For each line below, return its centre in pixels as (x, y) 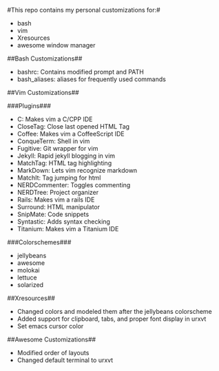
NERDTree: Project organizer (58, 192)
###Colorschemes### (39, 242)
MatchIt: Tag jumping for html (59, 178)
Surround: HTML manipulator (59, 207)
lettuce (27, 277)
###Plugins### (29, 106)
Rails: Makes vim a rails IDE (56, 200)
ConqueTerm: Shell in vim (53, 141)
